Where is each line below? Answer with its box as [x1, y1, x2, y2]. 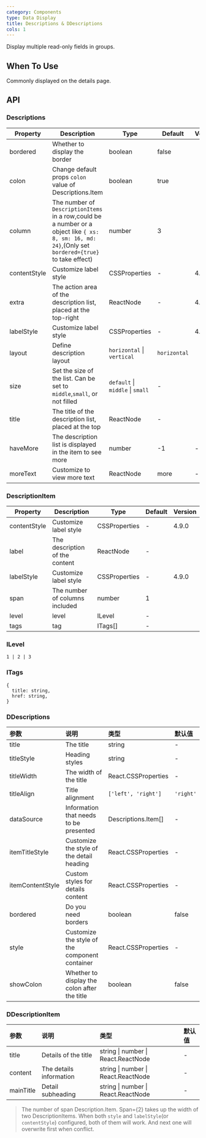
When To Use [6, 61, 59, 71]
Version [173, 508, 197, 516]
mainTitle [9, 1086, 36, 1095]
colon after [65, 984, 97, 992]
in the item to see [51, 448, 102, 456]
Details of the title [41, 1051, 93, 1059]
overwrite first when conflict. [21, 1126, 94, 1133]
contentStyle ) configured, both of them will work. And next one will [21, 1119, 192, 1126]
